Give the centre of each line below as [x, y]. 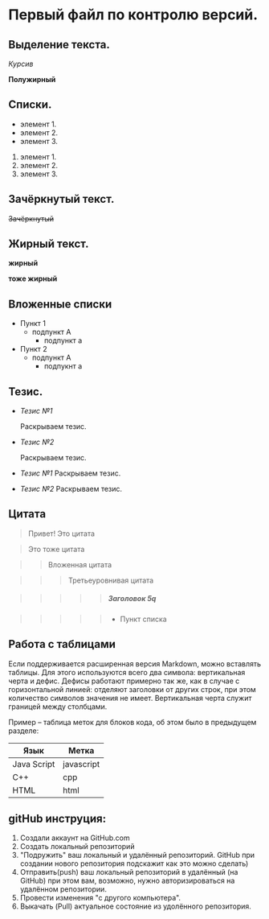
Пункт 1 [33, 324]
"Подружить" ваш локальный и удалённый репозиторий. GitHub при [137, 855]
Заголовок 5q [132, 599]
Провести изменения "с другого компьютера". [100, 898]
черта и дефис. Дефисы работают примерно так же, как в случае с [124, 681]
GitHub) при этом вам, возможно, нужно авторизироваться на [127, 881]
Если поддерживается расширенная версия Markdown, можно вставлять [135, 663]
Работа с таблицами [62, 644]
